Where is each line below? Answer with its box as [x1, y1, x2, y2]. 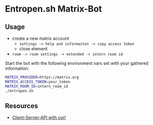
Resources [5, 102, 38, 110]
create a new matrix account [12, 35, 69, 41]
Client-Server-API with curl [12, 115, 66, 121]
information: [5, 65, 30, 71]
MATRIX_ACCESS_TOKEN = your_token [5, 79, 70, 84]
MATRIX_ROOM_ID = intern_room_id [5, 84, 68, 89]
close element [19, 46, 47, 51]
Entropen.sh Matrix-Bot [5, 3, 102, 15]
